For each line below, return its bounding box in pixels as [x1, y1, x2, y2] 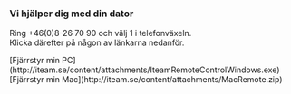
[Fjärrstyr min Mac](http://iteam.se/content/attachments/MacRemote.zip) [9, 74, 283, 85]
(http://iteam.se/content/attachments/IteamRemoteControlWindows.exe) [9, 64, 280, 75]
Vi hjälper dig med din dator [9, 7, 134, 20]
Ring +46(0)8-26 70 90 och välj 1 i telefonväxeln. [9, 28, 192, 39]
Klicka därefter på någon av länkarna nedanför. [9, 37, 185, 48]
